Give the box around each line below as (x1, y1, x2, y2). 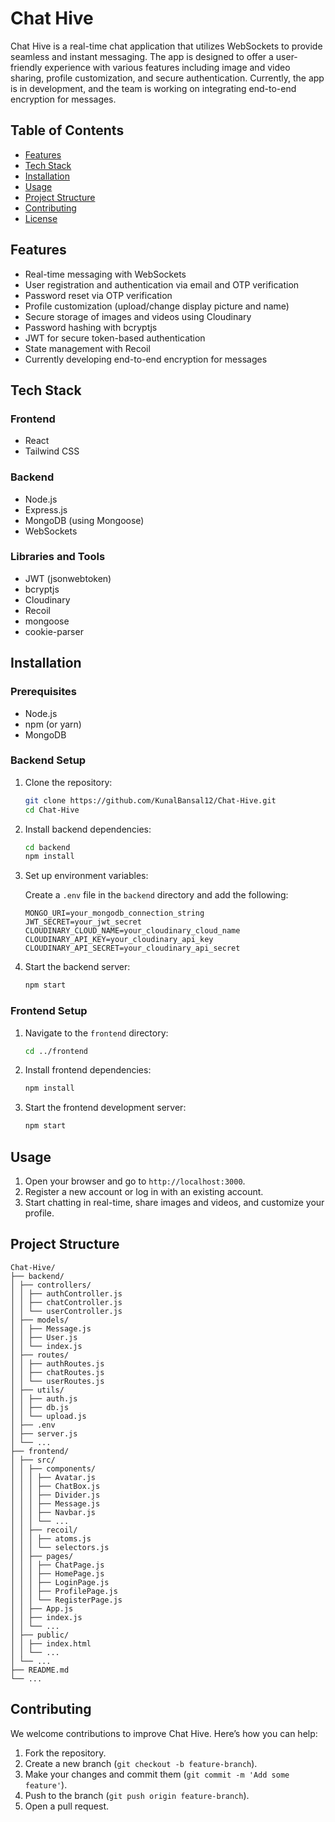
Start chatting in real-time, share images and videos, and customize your (24, 1196, 325, 1208)
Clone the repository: (24, 776, 113, 788)
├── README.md (10, 1665, 70, 1675)
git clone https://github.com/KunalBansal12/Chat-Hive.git (24, 795, 277, 806)
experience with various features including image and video (44, 61, 291, 73)
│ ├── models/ (10, 1315, 70, 1325)
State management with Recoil (24, 342, 151, 354)
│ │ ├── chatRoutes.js (10, 1367, 105, 1377)
